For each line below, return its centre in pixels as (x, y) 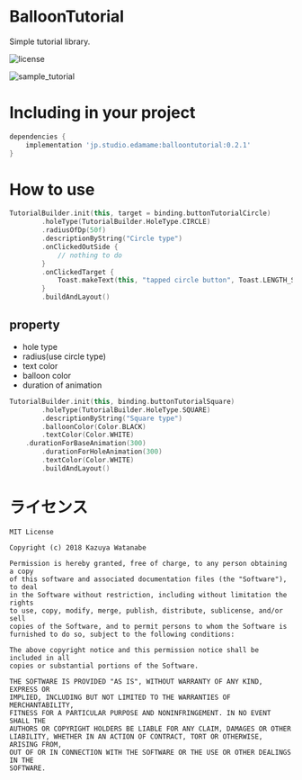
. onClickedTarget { (78, 272)
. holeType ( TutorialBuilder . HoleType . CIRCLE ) (126, 222)
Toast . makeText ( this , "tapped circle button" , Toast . (160, 281)
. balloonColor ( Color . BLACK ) (94, 426)
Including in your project (102, 113)
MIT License (31, 532)
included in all (40, 658)
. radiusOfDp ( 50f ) (74, 230)
